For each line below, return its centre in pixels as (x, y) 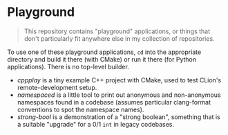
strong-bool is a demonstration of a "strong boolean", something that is (118, 117)
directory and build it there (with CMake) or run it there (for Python (102, 59)
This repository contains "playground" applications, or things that (117, 31)
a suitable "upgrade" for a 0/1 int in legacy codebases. (96, 124)
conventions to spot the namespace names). (80, 109)
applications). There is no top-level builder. (68, 66)
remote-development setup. (57, 87)
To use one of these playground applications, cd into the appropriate (104, 52)
